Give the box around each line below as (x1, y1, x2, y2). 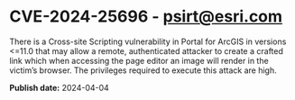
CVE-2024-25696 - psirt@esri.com (9, 6, 282, 27)
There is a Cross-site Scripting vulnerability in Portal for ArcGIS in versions (9, 36, 287, 47)
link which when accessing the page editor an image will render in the (9, 55, 269, 66)
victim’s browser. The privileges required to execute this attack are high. (9, 65, 277, 76)
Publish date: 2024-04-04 (9, 82, 110, 93)
